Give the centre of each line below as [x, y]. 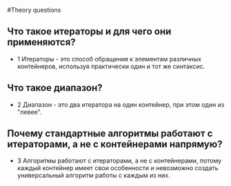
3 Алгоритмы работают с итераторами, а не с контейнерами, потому [119, 161]
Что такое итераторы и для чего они [89, 31]
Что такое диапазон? [55, 88]
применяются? [41, 42]
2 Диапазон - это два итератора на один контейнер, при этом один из [121, 104]
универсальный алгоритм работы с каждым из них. [93, 176]
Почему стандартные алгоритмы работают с [110, 134]
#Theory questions [34, 10]
